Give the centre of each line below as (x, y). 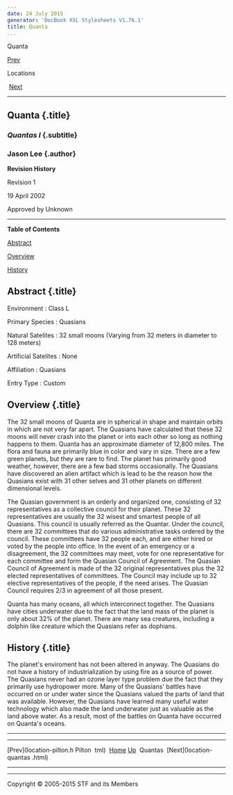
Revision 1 (21, 182)
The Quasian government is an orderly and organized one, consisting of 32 (114, 501)
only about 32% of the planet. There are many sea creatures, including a (111, 618)
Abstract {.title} (42, 292)
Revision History (32, 168)
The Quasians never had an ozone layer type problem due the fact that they (115, 680)
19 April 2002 (26, 195)
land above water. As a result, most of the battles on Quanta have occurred (114, 716)
